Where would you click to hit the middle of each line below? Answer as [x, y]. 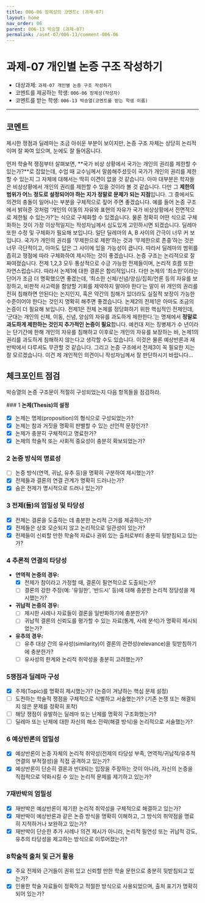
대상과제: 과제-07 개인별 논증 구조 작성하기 [63, 85]
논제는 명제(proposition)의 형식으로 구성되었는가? [74, 418]
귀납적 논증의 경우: [37, 606]
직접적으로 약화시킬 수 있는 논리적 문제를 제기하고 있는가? [83, 776]
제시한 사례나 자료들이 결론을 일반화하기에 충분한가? [86, 613]
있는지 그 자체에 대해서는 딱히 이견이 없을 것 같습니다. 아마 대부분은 [99, 179]
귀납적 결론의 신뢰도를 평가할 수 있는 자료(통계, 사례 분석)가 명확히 [103, 621]
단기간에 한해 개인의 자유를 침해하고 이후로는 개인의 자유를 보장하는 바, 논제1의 [106, 332]
